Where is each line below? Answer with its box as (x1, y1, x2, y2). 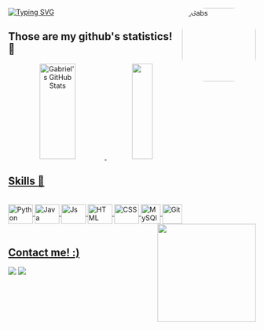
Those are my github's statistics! (8, 30, 173, 43)
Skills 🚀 (8, 175, 45, 188)
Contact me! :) (8, 246, 80, 259)
